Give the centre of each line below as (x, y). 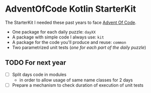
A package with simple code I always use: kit (58, 37)
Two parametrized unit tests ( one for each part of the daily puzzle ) (79, 47)
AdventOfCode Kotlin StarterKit (71, 9)
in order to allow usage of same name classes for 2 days (76, 80)
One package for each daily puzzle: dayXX (54, 32)
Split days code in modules (39, 74)
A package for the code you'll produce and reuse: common (69, 42)
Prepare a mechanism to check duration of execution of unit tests (78, 85)
